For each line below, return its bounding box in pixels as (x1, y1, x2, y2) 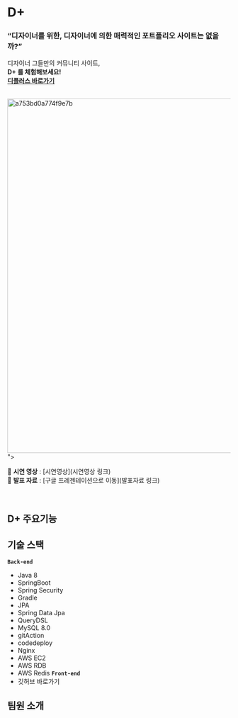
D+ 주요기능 (7, 512, 57, 525)
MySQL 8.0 (17, 623, 51, 632)
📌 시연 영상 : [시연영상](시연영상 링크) (7, 467, 111, 476)
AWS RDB (17, 661, 47, 670)
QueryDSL (17, 616, 48, 624)
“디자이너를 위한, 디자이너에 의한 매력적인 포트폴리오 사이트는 (7, 31, 204, 41)
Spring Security (17, 585, 64, 594)
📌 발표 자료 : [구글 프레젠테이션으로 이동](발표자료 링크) (7, 476, 160, 485)
